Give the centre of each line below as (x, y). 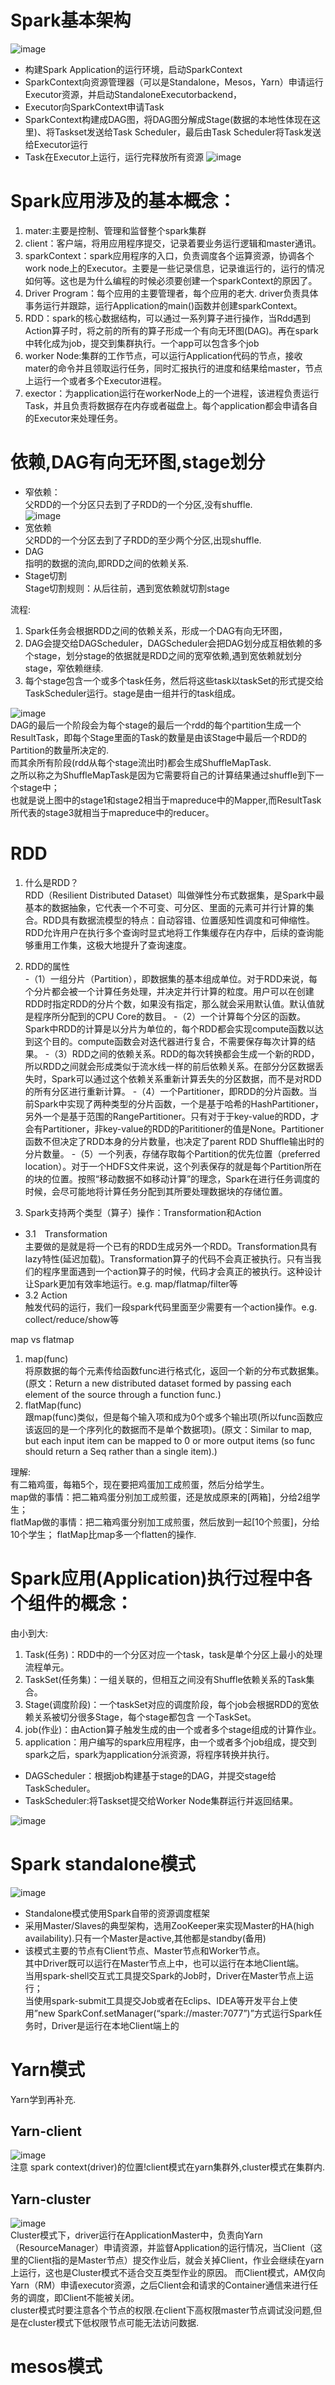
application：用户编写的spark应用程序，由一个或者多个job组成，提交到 (170, 1742)
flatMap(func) (53, 1405)
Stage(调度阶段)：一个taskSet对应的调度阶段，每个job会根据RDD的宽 (167, 1704)
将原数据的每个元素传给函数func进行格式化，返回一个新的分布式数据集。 (174, 1370)
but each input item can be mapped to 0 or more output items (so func (170, 1440)
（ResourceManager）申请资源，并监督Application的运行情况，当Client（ (162, 2248)
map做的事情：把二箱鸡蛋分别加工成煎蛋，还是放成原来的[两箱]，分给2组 (161, 1497)
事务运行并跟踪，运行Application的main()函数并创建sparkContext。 (163, 305)
